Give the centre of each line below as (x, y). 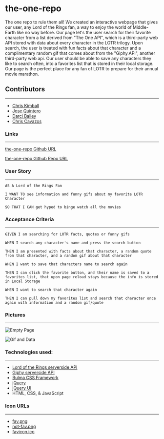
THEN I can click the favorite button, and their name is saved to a (77, 272)
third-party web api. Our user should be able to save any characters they (78, 58)
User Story (18, 171)
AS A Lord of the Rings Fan (34, 186)
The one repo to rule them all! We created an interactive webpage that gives (82, 22)
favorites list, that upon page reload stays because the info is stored (82, 277)
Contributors (25, 89)
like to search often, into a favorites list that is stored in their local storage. (79, 63)
